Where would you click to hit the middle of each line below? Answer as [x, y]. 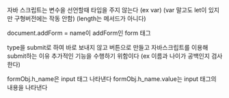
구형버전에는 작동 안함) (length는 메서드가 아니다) [80, 18]
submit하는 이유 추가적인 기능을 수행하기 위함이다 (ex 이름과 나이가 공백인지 [109, 56]
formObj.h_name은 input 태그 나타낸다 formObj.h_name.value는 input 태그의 [112, 79]
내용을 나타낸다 [27, 87]
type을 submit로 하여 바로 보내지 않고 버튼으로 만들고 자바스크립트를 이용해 [108, 47]
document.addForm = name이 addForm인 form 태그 [79, 33]
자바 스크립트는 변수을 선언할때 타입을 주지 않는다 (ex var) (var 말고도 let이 [107, 10]
